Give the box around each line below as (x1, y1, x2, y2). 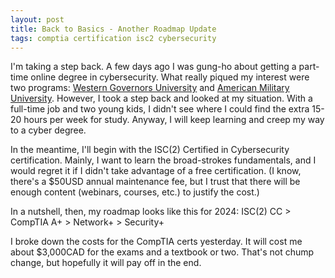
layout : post (10, 14, 65, 25)
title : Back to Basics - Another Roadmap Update (10, 24, 217, 34)
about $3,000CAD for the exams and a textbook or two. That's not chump (10, 246, 315, 258)
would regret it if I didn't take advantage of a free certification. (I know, (10, 165, 302, 177)
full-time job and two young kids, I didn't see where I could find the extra (10, 103, 310, 115)
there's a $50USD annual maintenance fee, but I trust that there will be (10, 176, 301, 188)
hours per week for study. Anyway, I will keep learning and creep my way (23, 114, 325, 126)
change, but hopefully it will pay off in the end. (10, 257, 202, 269)
